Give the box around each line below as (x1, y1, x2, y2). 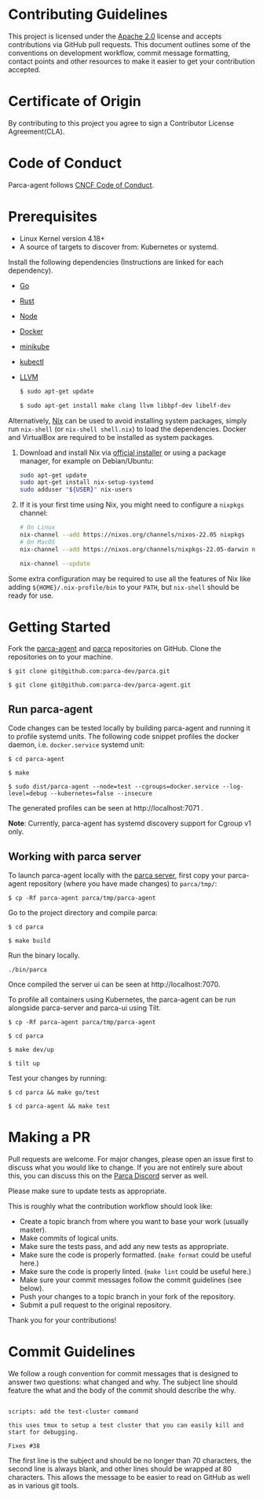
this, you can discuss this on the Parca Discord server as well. (8, 1171, 209, 1180)
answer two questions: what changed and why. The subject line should (8, 1377, 238, 1386)
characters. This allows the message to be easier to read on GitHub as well (8, 1472, 250, 1482)
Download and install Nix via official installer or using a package (19, 448, 226, 457)
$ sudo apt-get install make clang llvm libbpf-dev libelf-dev (19, 401, 232, 409)
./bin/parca (8, 966, 47, 974)
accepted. (8, 64, 41, 74)
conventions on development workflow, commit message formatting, (8, 48, 230, 57)
